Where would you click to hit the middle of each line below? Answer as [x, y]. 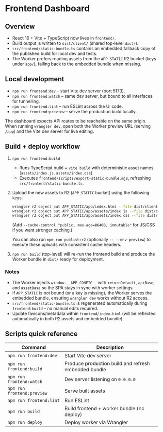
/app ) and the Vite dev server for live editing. [49, 131]
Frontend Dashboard [47, 9]
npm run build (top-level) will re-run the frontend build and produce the [83, 254]
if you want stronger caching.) [42, 230]
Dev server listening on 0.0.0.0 [100, 380]
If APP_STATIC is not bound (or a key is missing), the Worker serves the [82, 293]
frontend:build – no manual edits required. [55, 308]
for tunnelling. [26, 101]
